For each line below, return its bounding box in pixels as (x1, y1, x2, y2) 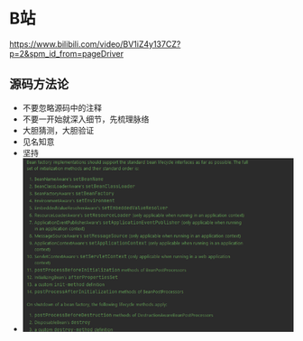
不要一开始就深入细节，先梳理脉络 (22, 114, 150, 124)
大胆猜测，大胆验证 (22, 124, 95, 135)
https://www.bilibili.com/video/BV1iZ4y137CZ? (9, 38, 181, 50)
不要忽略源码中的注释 (22, 102, 102, 113)
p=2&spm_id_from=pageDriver (9, 48, 124, 59)
